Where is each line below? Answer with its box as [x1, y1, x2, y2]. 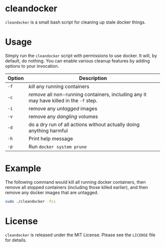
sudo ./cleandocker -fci [5, 199, 56, 204]
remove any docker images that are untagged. [5, 190, 99, 195]
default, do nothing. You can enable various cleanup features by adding [5, 57, 150, 64]
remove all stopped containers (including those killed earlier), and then [5, 184, 148, 190]
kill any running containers [28, 83, 90, 90]
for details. [5, 237, 27, 243]
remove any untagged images [28, 105, 97, 112]
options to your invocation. [5, 63, 59, 69]
